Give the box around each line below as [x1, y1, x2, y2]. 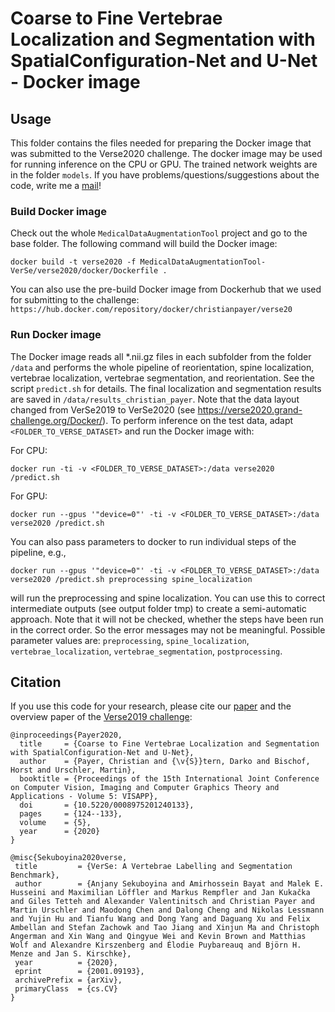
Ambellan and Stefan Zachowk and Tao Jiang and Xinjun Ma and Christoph [10, 923, 320, 933]
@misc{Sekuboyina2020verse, [10, 853, 128, 863]
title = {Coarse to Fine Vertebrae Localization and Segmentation [19, 739, 320, 749]
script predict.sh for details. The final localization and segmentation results [10, 382, 322, 394]
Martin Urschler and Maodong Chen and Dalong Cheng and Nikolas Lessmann [10, 905, 325, 916]
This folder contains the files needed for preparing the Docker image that [10, 137, 312, 149]
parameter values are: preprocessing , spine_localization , [10, 634, 250, 646]
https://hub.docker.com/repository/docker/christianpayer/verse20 [10, 305, 293, 315]
